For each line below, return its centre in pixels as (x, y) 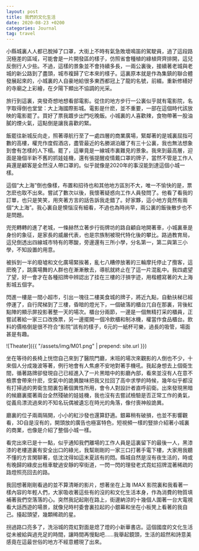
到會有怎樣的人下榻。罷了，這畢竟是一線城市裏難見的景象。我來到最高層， (97, 150)
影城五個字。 (22, 284)
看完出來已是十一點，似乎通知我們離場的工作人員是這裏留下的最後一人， (94, 443)
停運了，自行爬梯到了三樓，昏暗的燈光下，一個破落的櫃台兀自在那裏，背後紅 (99, 305)
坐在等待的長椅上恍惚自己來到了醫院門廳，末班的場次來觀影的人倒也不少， (97, 358)
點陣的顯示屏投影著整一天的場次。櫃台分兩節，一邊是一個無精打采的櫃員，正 (99, 312)
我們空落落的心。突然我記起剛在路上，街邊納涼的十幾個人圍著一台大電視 (105, 500)
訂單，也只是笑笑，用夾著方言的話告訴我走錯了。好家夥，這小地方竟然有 (94, 200)
